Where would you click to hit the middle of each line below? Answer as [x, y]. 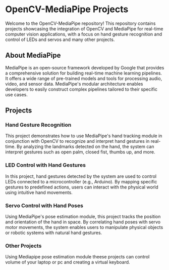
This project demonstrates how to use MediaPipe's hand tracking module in [84, 136]
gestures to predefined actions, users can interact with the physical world [82, 187]
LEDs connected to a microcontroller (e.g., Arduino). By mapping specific [81, 181]
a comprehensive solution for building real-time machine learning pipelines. [84, 73]
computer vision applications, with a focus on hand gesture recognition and [84, 34]
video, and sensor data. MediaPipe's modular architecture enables [74, 84]
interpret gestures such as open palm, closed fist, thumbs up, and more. [80, 152]
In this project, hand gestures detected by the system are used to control [81, 176]
